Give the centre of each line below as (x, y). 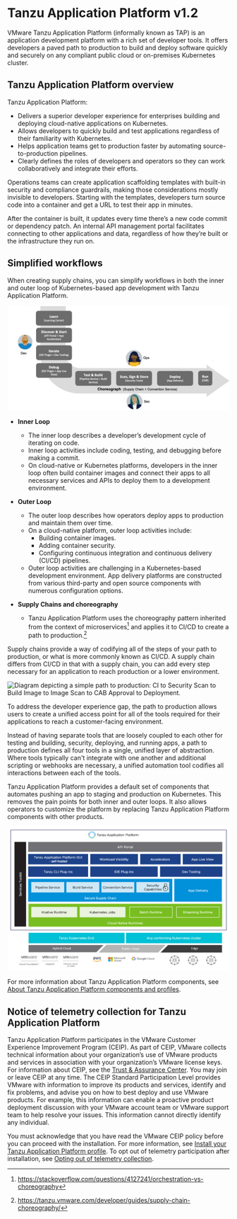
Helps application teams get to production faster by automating (109, 146)
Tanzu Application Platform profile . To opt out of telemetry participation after (119, 1151)
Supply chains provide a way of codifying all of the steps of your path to (112, 649)
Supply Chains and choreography (68, 604)
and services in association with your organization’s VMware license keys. (115, 1063)
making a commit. (54, 457)
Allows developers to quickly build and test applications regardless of (119, 131)
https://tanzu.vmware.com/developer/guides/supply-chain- (104, 1201)
